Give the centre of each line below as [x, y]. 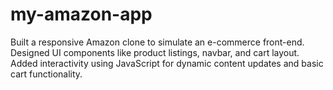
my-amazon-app [81, 14]
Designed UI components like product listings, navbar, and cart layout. [155, 52]
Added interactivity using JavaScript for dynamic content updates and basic [167, 63]
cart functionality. [46, 74]
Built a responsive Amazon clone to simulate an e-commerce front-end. [157, 42]
